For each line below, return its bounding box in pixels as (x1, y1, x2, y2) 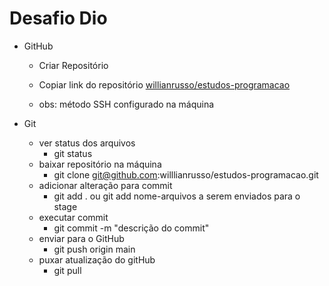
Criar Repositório (38, 59, 109, 71)
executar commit (38, 211, 109, 223)
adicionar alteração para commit (38, 179, 173, 191)
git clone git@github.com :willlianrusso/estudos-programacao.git (53, 168, 319, 181)
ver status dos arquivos (38, 137, 136, 149)
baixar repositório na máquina (38, 158, 162, 170)
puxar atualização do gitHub (38, 253, 156, 266)
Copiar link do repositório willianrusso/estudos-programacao (38, 78, 291, 91)
